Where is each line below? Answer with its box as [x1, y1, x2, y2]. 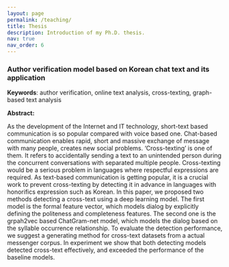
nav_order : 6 [7, 42, 44, 49]
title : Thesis [7, 23, 48, 29]
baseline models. [7, 253, 55, 262]
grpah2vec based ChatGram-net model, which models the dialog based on [7, 217, 218, 225]
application [7, 73, 46, 82]
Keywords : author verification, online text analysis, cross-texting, [7, 88, 191, 97]
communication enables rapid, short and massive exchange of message [7, 137, 210, 145]
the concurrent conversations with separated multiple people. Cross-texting [7, 159, 221, 167]
